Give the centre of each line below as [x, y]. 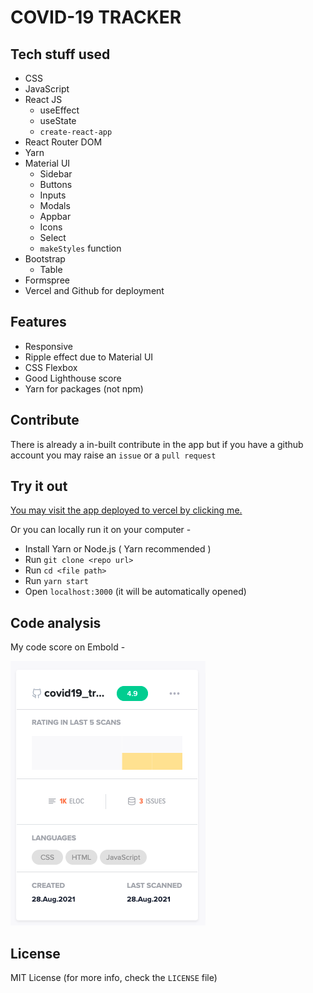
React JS [43, 99]
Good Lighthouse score [73, 378]
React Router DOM [63, 142]
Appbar [55, 216]
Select [53, 237]
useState [58, 120]
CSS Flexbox [51, 367]
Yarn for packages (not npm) [84, 388]
